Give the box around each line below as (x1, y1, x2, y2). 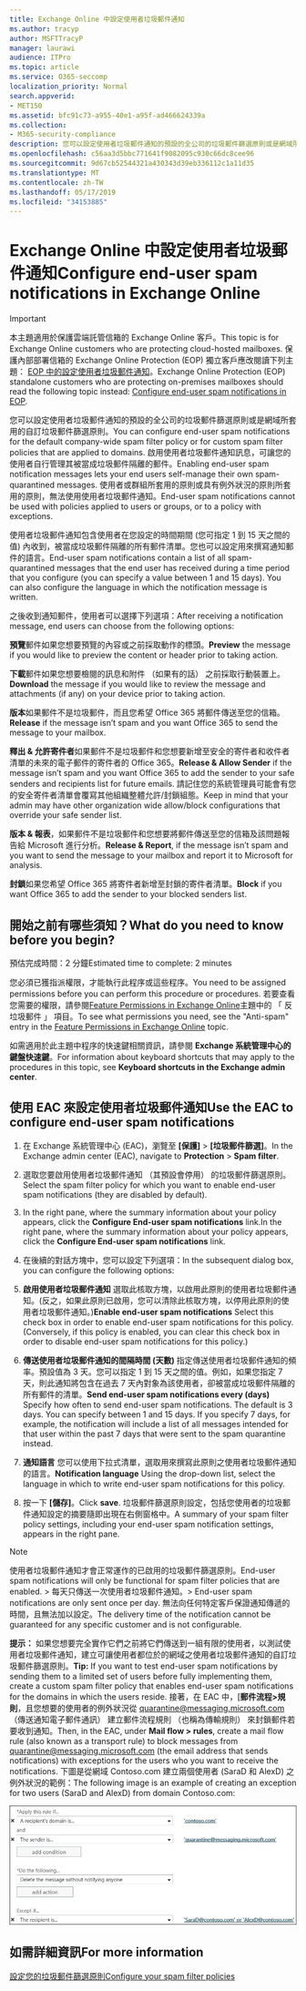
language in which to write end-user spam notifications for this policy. (22, 1478, 285, 1489)
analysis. (9, 860, 43, 871)
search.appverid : (9, 91, 76, 100)
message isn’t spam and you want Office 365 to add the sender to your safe (9, 768, 295, 779)
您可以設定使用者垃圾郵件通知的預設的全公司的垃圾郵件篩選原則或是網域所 (9, 414, 289, 425)
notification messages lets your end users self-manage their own (9, 469, 253, 480)
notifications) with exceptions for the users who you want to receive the (9, 1754, 280, 1766)
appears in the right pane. (22, 1528, 120, 1539)
